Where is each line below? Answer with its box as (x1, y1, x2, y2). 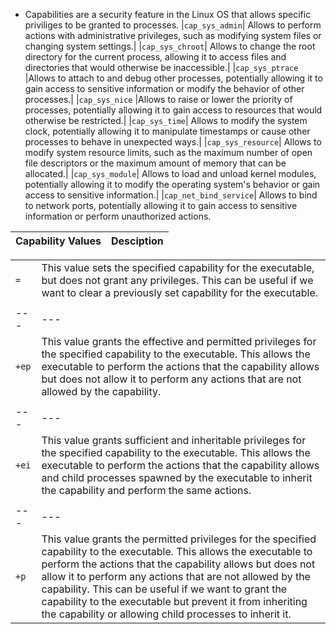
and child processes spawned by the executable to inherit (41, 471, 313, 484)
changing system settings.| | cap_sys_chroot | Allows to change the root (24, 40, 316, 52)
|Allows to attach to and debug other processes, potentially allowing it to (24, 72, 323, 84)
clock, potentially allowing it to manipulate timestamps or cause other (24, 125, 311, 137)
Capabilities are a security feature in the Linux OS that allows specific (24, 9, 312, 20)
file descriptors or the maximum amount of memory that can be (24, 157, 287, 169)
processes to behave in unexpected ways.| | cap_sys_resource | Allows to (24, 136, 322, 148)
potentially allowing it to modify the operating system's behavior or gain (24, 179, 321, 190)
